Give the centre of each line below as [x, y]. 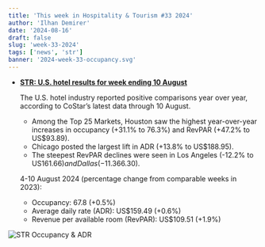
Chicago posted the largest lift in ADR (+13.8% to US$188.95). [132, 146]
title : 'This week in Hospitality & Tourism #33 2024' [101, 15]
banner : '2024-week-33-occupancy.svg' [72, 60]
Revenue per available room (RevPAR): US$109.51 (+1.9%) [126, 219]
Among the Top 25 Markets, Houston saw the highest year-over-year [144, 121]
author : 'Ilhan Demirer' [49, 23]
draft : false [30, 38]
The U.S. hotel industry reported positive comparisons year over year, [134, 97]
